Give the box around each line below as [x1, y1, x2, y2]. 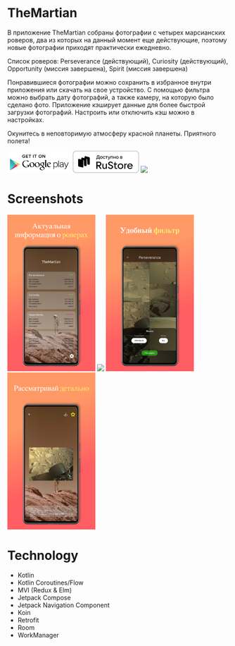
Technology [7, 547, 79, 563]
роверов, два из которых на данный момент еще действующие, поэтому [7, 35, 227, 44]
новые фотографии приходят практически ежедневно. [7, 43, 172, 51]
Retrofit [17, 616, 39, 624]
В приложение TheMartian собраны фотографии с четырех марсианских [7, 28, 226, 37]
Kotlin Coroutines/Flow [17, 578, 84, 587]
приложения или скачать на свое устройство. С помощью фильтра [7, 85, 210, 94]
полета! [7, 136, 30, 145]
